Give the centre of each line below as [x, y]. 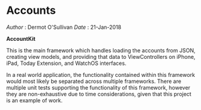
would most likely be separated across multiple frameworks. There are [94, 81]
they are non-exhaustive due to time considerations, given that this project [99, 94]
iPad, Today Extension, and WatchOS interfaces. [66, 63]
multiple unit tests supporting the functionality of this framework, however [98, 87]
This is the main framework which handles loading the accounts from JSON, [101, 50]
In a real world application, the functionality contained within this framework [101, 75]
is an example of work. [34, 100]
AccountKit [21, 38]
